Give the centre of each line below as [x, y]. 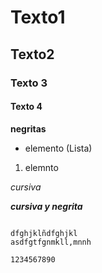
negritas [28, 128]
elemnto [41, 167]
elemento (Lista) [58, 148]
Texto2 [32, 54]
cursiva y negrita [46, 206]
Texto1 [38, 17]
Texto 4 [26, 107]
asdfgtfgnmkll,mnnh [51, 242]
